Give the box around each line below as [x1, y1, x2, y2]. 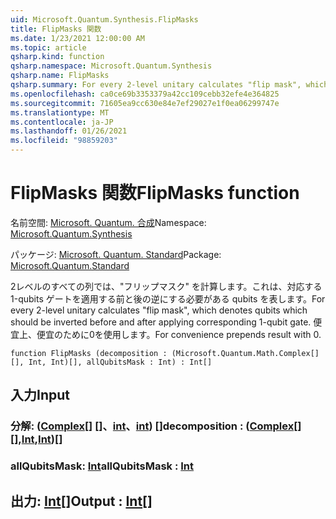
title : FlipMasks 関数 [10, 24, 102, 34]
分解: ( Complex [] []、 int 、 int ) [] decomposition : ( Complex [10, 419, 295, 433]
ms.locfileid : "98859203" [10, 136, 118, 146]
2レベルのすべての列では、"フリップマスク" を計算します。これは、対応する [10, 280, 323, 292]
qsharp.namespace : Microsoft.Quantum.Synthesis [10, 61, 213, 71]
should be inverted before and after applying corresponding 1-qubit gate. [10, 316, 312, 328]
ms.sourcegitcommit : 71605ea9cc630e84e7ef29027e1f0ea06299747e [10, 98, 280, 108]
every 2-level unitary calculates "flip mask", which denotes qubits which [10, 304, 308, 316]
